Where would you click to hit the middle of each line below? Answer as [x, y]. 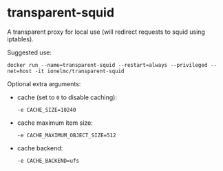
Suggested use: [29, 52]
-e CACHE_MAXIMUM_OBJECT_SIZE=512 [66, 135]
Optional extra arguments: [44, 83]
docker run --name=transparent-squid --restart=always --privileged [107, 65]
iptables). [21, 39]
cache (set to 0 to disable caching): [67, 97]
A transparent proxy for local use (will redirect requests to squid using [106, 32]
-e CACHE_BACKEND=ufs [48, 161]
